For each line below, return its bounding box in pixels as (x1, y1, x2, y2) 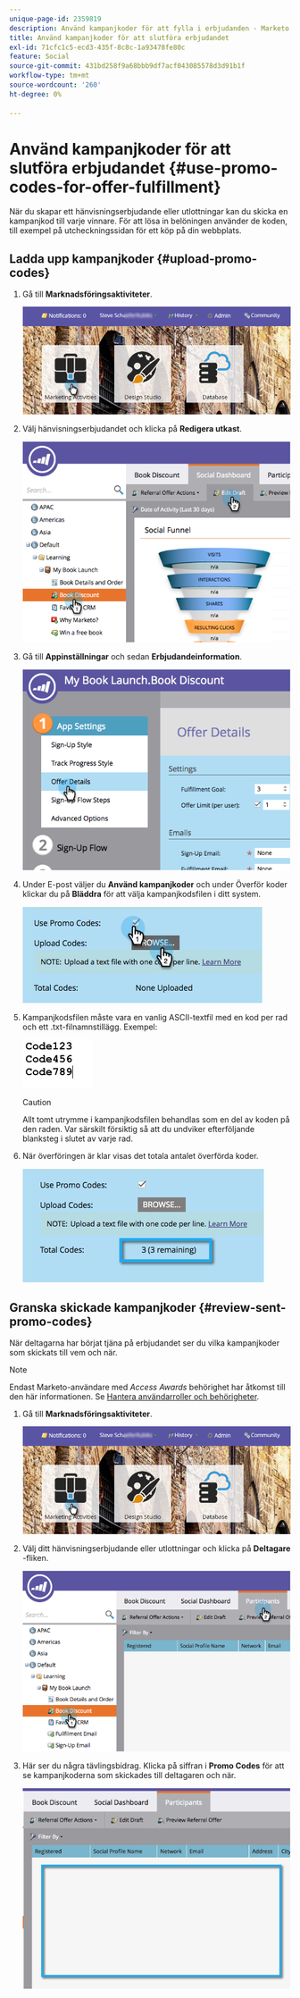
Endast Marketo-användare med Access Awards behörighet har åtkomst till (9, 1381, 286, 1393)
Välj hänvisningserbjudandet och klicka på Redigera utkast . (21, 423, 243, 433)
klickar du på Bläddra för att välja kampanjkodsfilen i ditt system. (21, 889, 262, 900)
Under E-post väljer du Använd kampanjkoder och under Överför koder (21, 879, 287, 890)
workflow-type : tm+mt (9, 71, 90, 80)
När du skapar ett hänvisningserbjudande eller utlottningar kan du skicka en (9, 206, 288, 217)
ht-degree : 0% (9, 89, 62, 98)
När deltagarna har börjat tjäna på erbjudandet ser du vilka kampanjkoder (9, 1338, 279, 1348)
